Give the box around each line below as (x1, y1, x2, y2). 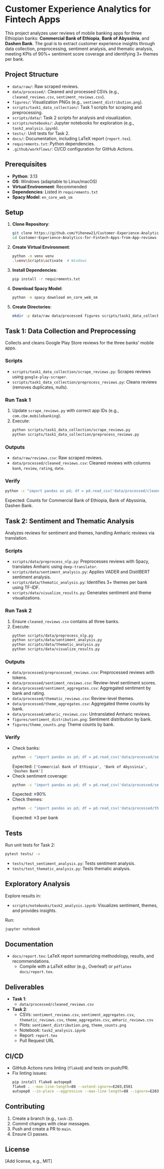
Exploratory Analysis (5, 880, 70, 888)
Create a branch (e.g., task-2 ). (12, 1115, 74, 1121)
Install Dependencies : (12, 267, 58, 273)
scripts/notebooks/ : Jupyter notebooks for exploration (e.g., (12, 120, 134, 126)
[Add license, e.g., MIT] (5, 1158, 52, 1164)
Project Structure (5, 70, 59, 79)
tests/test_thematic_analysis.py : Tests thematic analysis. (12, 865, 131, 871)
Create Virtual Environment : (12, 244, 70, 250)
